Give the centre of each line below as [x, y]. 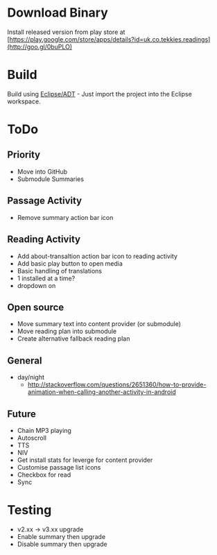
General [25, 360]
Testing [29, 510]
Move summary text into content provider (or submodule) [99, 324]
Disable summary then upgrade [62, 544]
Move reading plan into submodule [67, 332]
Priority [24, 155]
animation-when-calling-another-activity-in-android [102, 392]
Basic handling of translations [60, 271]
